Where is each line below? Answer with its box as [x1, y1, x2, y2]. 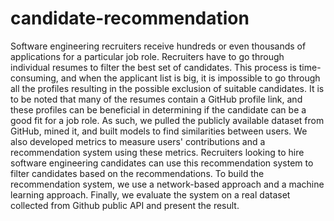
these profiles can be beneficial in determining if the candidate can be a [10, 103, 307, 116]
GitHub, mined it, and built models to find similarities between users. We [10, 125, 308, 137]
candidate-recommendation [10, 7, 250, 30]
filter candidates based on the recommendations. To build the [10, 167, 265, 179]
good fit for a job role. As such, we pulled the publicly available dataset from [10, 114, 325, 126]
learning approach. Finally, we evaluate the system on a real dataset [10, 188, 291, 201]
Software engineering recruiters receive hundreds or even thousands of [10, 40, 307, 52]
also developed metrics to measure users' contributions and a [10, 135, 266, 147]
